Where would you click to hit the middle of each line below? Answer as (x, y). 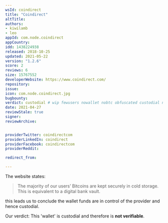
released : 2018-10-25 (28, 51)
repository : (17, 84)
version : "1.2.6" (23, 61)
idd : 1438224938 (22, 47)
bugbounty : (16, 98)
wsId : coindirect (23, 10)
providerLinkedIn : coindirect (37, 139)
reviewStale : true (24, 112)
